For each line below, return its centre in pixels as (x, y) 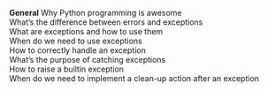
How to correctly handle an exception (77, 50)
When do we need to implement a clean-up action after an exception (134, 78)
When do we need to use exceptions (76, 41)
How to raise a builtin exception (67, 69)
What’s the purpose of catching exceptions (88, 60)
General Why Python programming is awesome (96, 13)
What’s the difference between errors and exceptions (106, 22)
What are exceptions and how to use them (86, 31)
